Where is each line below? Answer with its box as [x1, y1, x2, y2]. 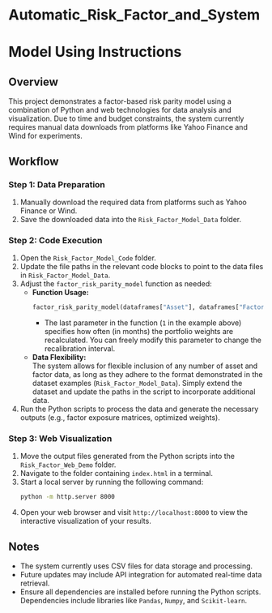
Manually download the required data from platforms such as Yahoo [19, 197, 247, 207]
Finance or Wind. [19, 205, 78, 216]
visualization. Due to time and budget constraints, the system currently [8, 114, 244, 123]
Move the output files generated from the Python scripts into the [19, 452, 235, 461]
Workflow [8, 154, 59, 168]
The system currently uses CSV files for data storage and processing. [19, 561, 253, 571]
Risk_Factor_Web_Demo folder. [19, 460, 117, 469]
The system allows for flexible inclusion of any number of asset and [32, 361, 258, 371]
